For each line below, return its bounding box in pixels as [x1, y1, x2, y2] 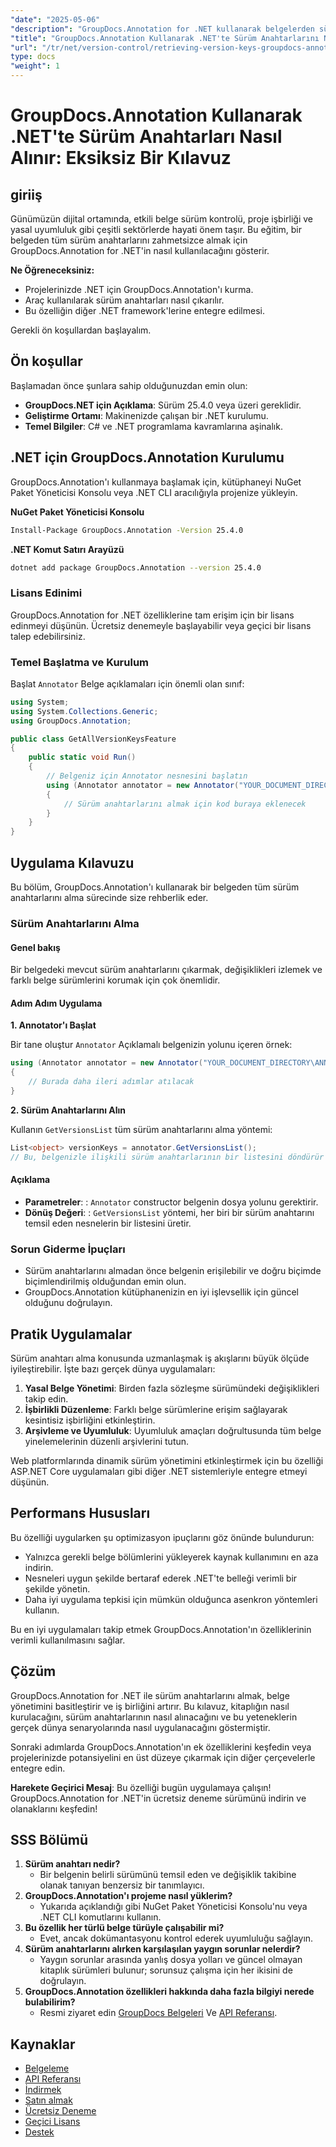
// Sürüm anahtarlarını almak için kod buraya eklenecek [63, 799, 307, 809]
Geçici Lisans [24, 2116, 81, 2128]
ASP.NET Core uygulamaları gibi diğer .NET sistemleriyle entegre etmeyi [10, 1465, 308, 1477]
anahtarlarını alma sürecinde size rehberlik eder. [10, 892, 209, 904]
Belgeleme [24, 2062, 70, 2075]
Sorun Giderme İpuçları [10, 1242, 126, 1256]
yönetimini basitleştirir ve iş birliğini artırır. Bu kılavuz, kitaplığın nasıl [10, 1700, 290, 1712]
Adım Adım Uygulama [10, 997, 103, 1009]
